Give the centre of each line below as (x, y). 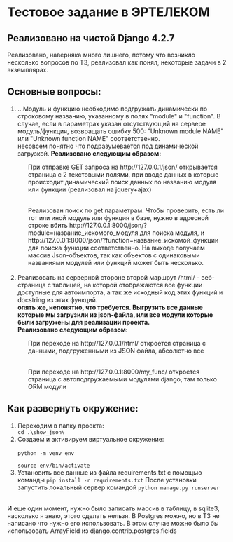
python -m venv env (46, 453)
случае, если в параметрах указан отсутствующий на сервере (112, 123)
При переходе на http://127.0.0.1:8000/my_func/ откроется (114, 372)
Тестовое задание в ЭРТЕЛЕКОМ (108, 12)
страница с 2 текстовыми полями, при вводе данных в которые (123, 174)
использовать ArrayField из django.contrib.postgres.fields (92, 531)
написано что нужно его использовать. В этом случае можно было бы (113, 523)
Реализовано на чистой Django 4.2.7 (91, 38)
